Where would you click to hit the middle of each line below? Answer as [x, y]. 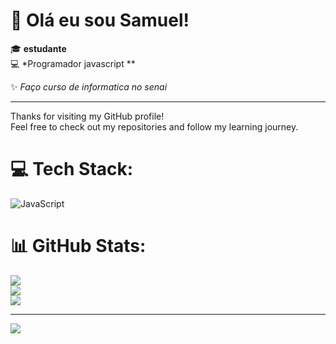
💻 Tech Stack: [72, 169]
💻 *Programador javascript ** [73, 63]
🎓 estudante [38, 48]
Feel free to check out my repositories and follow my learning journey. [154, 126]
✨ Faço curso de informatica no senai [89, 86]
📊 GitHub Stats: [78, 246]
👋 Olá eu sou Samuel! [100, 20]
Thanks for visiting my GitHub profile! [87, 116]
